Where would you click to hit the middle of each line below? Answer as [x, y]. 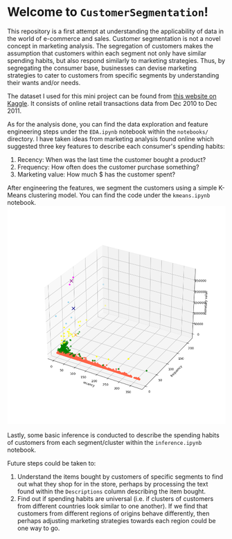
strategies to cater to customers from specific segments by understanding [113, 75]
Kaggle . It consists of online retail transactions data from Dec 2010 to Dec [112, 103]
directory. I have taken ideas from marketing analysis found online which [111, 138]
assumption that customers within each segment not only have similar [107, 53]
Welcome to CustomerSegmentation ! [108, 12]
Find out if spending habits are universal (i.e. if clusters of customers [115, 498]
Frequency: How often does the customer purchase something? [108, 167]
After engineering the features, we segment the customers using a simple [112, 188]
